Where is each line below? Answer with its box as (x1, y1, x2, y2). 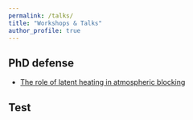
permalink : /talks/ (8, 11, 74, 20)
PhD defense (8, 56, 75, 70)
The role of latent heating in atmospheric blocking (19, 78, 186, 87)
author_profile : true (8, 26, 81, 34)
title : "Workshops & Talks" (8, 19, 103, 27)
